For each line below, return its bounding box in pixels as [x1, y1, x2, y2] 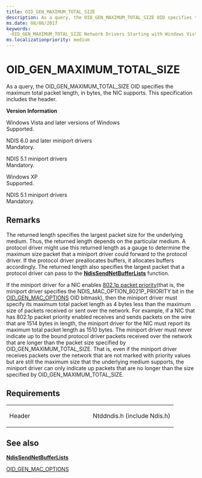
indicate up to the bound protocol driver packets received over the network [6, 332, 192, 339]
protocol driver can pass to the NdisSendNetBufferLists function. [6, 269, 170, 277]
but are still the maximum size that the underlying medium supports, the [6, 358, 185, 365]
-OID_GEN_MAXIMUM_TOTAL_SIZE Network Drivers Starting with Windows [8, 31, 185, 37]
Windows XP [6, 173, 38, 180]
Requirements [6, 388, 60, 398]
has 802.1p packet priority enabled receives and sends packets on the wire [6, 313, 192, 320]
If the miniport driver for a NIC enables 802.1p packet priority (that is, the [6, 281, 185, 288]
